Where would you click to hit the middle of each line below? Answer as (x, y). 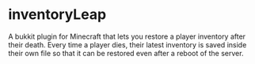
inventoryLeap (57, 15)
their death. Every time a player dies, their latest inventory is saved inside (127, 44)
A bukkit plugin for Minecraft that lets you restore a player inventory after (127, 36)
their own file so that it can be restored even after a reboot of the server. (126, 53)
